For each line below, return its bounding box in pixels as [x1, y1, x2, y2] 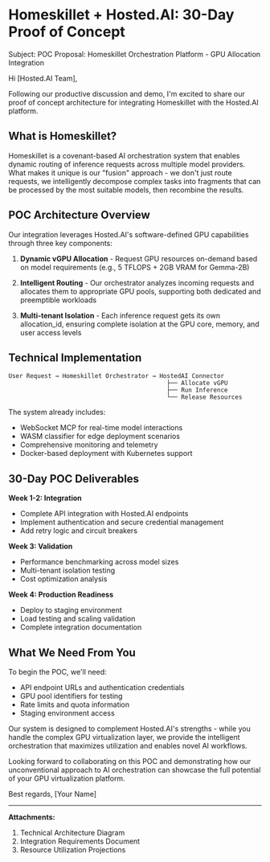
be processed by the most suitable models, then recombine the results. [8, 185, 244, 195]
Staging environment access [19, 708, 115, 717]
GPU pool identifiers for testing [19, 692, 123, 700]
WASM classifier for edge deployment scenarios [19, 432, 181, 441]
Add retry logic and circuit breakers [19, 526, 138, 536]
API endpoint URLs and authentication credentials [19, 683, 185, 692]
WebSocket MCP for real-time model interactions [19, 423, 183, 433]
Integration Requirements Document [19, 836, 141, 846]
